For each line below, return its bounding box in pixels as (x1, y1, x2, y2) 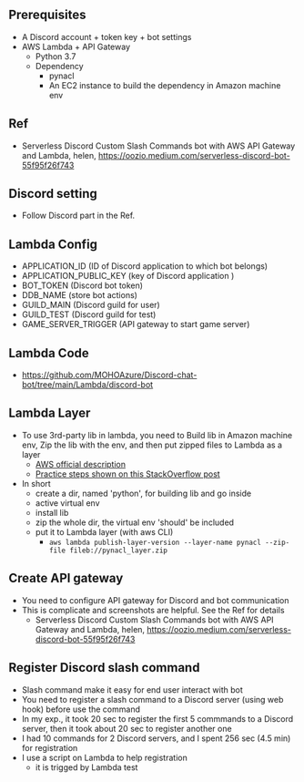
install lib (35, 507, 69, 518)
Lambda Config (8, 236, 97, 252)
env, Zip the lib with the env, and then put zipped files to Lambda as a (21, 439, 283, 450)
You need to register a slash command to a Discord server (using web (21, 694, 284, 705)
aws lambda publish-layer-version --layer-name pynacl (48, 538, 261, 547)
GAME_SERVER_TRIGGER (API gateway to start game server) (21, 319, 250, 330)
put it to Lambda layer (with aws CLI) (35, 526, 174, 537)
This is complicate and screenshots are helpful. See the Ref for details (21, 604, 285, 615)
